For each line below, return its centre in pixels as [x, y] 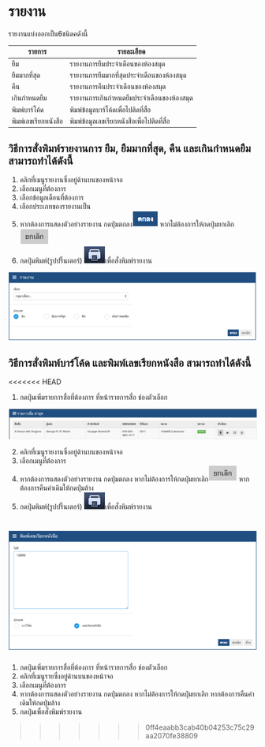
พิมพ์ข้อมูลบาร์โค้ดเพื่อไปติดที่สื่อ [110, 110]
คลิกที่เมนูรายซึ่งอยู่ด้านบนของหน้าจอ [66, 676]
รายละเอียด [131, 52]
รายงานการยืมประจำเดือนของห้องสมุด [118, 63]
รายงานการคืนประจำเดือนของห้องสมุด [118, 87]
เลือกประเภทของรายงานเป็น [55, 207]
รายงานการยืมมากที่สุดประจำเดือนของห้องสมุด [128, 75]
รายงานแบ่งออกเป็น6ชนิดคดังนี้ [48, 33]
